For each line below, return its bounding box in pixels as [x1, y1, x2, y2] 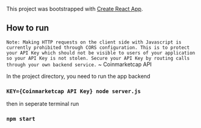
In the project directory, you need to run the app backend [6, 72, 151, 80]
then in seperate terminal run [6, 100, 79, 108]
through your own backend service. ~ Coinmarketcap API [6, 61, 152, 68]
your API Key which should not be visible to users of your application [6, 50, 196, 56]
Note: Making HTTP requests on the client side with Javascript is [6, 39, 182, 45]
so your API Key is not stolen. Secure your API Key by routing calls [6, 55, 190, 61]
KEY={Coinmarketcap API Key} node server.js [6, 88, 141, 94]
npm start [6, 116, 35, 122]
